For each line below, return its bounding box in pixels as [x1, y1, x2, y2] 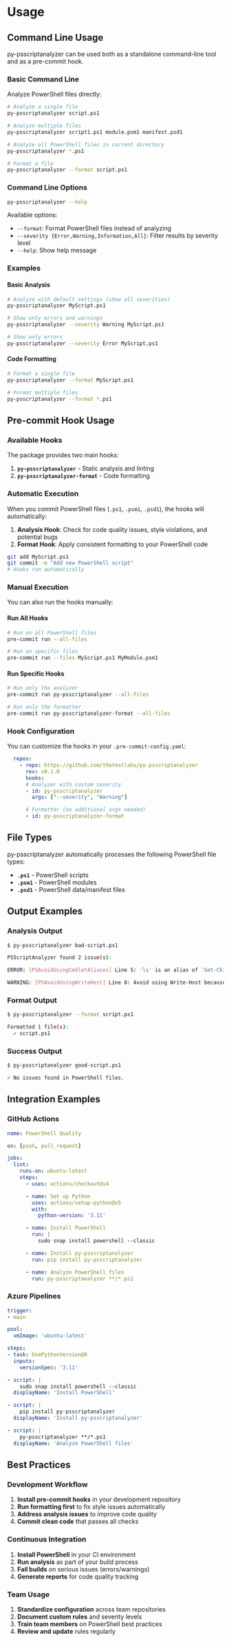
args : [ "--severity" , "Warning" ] [32, 794, 128, 801]
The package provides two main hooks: [7, 451, 119, 459]
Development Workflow [7, 1479, 88, 1489]
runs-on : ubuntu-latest [19, 1167, 88, 1175]
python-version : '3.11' [37, 1212, 107, 1219]
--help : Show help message [16, 246, 97, 255]
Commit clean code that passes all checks [16, 1517, 139, 1525]
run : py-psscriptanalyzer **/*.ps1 [32, 1275, 134, 1282]
